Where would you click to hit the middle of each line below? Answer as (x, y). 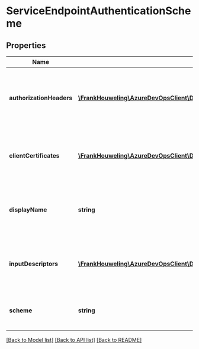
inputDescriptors (33, 264)
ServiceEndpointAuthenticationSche (99, 11)
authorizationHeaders (41, 98)
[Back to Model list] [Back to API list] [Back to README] (74, 340)
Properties (26, 45)
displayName (28, 210)
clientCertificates (34, 156)
